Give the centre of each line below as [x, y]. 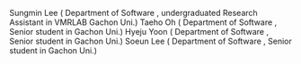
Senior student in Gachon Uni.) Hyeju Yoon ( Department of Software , [139, 32]
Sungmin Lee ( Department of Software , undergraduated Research [133, 13]
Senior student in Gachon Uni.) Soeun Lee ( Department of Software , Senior [150, 41]
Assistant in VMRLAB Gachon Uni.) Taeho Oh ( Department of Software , [143, 22]
